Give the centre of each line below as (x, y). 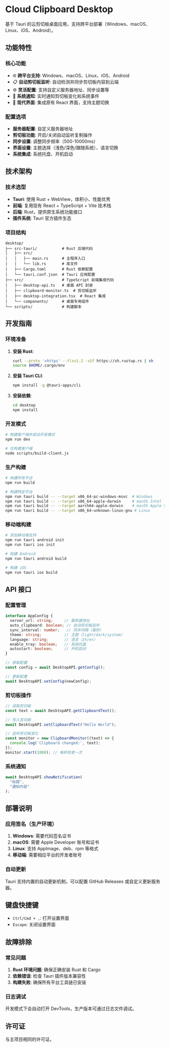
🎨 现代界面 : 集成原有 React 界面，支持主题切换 (61, 102)
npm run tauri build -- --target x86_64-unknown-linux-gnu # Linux (78, 511)
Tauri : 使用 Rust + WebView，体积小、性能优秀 (61, 199)
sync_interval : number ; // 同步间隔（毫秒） (57, 630)
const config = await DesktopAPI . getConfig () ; (55, 667)
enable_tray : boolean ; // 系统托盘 (48, 644)
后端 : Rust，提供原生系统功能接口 (47, 212)
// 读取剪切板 (18, 706)
